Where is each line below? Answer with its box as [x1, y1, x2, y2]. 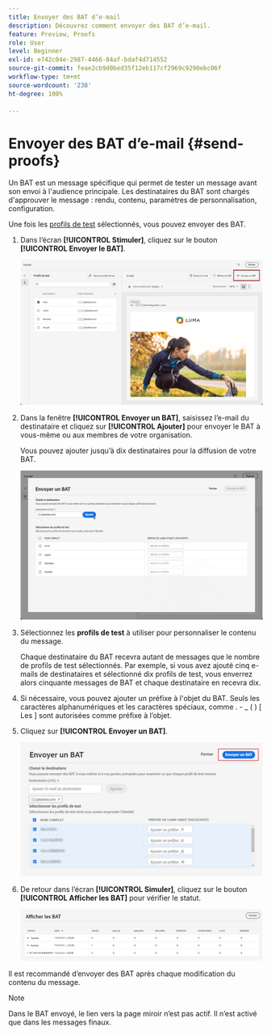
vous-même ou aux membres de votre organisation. [19, 430, 193, 440]
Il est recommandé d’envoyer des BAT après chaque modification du [8, 969, 236, 978]
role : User [8, 39, 45, 47]
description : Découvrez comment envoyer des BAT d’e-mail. [8, 21, 211, 30]
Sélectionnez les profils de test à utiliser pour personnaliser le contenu [19, 627, 256, 638]
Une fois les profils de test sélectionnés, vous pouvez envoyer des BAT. [8, 219, 246, 230]
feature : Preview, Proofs [8, 30, 95, 38]
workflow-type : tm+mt [8, 73, 81, 81]
